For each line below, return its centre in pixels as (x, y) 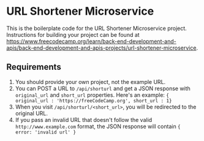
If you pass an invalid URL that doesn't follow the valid (84, 120)
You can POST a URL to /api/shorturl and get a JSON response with (103, 88)
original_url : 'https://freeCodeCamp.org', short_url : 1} (93, 101)
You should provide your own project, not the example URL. (90, 82)
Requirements (34, 67)
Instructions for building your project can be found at (73, 34)
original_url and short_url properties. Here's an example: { (92, 95)
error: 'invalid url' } (46, 132)
